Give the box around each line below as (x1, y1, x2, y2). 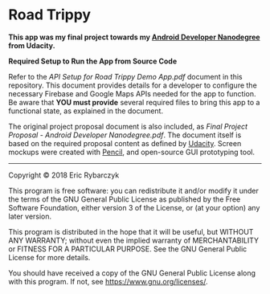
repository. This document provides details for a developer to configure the (8, 80, 257, 90)
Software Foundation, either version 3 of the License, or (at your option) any (8, 202, 260, 212)
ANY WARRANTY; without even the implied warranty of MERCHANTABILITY (8, 235, 260, 245)
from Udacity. (8, 40, 55, 50)
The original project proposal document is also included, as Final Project (8, 121, 247, 131)
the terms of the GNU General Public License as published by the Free (8, 194, 241, 204)
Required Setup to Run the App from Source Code (8, 56, 178, 66)
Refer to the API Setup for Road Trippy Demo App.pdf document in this (8, 71, 243, 81)
